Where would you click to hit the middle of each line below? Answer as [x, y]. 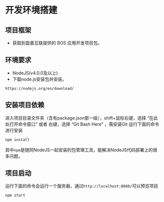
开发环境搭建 [31, 10]
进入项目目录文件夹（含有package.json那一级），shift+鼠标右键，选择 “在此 [82, 118]
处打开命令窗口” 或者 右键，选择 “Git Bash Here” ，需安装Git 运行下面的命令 [82, 124]
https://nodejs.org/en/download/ [40, 88]
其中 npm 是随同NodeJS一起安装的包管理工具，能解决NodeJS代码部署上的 [79, 150]
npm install [17, 139]
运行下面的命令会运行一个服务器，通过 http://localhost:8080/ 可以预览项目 [82, 186]
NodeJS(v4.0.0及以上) [35, 73]
